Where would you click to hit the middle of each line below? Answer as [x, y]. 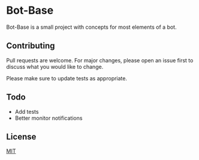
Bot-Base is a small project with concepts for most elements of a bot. [91, 27]
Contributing [31, 46]
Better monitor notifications [49, 118]
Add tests [27, 111]
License [21, 136]
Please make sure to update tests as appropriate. [67, 78]
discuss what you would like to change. [55, 67]
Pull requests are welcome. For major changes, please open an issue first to [100, 60]
